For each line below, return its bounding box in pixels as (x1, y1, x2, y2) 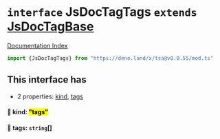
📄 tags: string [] (7, 123, 53, 131)
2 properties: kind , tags (16, 92, 84, 100)
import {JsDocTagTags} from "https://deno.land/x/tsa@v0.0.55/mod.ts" (7, 54, 214, 62)
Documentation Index (7, 41, 68, 50)
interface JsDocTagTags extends (7, 4, 197, 20)
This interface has (7, 74, 87, 86)
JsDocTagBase (7, 19, 94, 34)
